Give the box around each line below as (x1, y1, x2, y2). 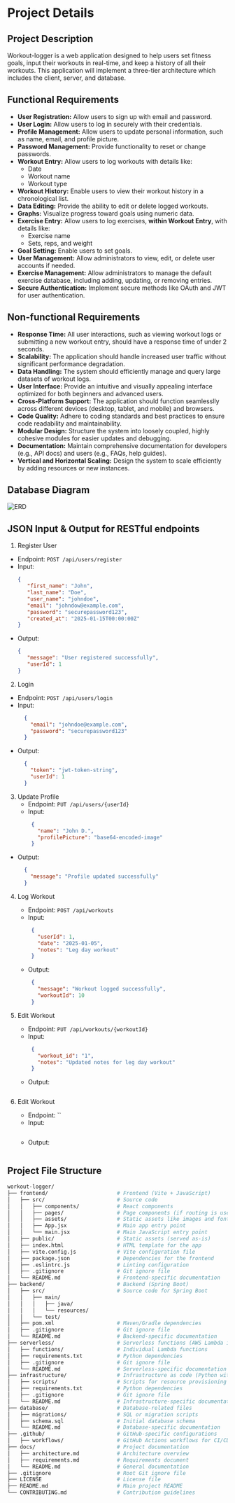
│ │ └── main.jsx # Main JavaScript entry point (7, 1229, 208, 1236)
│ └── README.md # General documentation (7, 1463, 190, 1470)
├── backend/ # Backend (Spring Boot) (7, 1281, 190, 1288)
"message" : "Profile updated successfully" (30, 873, 159, 880)
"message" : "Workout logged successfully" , (37, 986, 166, 993)
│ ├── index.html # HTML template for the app (7, 1241, 201, 1249)
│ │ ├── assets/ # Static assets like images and (7, 1216, 215, 1223)
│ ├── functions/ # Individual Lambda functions (7, 1345, 208, 1352)
